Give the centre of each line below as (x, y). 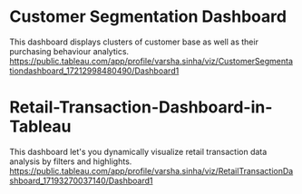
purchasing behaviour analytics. (69, 51)
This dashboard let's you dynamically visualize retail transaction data (138, 151)
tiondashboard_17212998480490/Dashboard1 (94, 71)
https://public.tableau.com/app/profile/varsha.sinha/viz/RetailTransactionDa (151, 170)
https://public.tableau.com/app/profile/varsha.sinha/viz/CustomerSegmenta (151, 61)
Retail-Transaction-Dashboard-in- (141, 107)
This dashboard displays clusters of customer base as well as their (134, 42)
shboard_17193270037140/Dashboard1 (81, 180)
